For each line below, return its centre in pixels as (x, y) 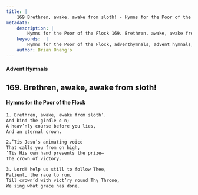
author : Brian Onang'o (44, 50)
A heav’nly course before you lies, (51, 126)
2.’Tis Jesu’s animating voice (44, 142)
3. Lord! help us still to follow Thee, (57, 169)
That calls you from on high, (43, 148)
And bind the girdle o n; (38, 121)
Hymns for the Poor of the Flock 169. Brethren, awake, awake (105, 34)
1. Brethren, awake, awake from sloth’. (57, 115)
